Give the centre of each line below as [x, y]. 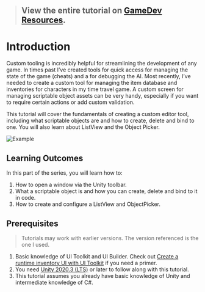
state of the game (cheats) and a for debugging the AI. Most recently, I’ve [99, 76]
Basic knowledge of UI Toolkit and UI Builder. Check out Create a [97, 256]
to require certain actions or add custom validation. [70, 102]
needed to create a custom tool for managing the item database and [92, 83]
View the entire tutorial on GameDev [92, 11]
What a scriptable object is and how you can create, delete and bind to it [106, 191]
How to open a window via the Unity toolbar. [71, 185]
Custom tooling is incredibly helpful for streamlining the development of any [102, 64]
